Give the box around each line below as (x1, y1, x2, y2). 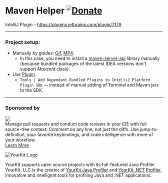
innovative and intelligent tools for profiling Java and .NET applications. (5, 172, 152, 178)
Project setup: (5, 38, 40, 45)
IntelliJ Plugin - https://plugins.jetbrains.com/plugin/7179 (5, 21, 121, 27)
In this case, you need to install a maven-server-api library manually (19, 55, 160, 61)
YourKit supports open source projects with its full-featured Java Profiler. (5, 161, 156, 167)
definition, (5, 131, 26, 137)
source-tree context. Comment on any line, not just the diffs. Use (5, 126, 139, 132)
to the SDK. (19, 87, 43, 93)
